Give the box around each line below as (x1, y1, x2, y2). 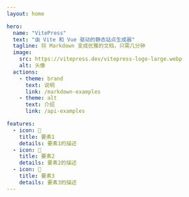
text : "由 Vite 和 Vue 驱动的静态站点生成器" (13, 36, 136, 43)
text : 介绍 (24, 101, 55, 109)
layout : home (6, 10, 45, 18)
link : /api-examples (24, 108, 85, 115)
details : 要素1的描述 (19, 140, 77, 147)
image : (13, 49, 32, 56)
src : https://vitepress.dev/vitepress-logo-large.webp (19, 55, 183, 63)
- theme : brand (19, 75, 64, 82)
